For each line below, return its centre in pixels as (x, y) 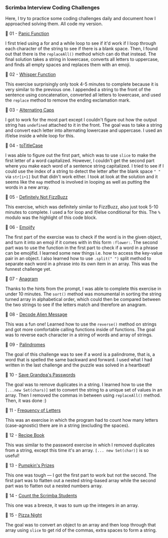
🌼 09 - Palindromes (25, 345)
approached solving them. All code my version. (54, 24)
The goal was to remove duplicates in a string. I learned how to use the (79, 385)
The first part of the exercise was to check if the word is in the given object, (83, 237)
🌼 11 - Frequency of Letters (33, 410)
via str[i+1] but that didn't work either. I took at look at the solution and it (81, 177)
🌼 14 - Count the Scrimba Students (41, 496)
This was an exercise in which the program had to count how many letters (82, 420)
